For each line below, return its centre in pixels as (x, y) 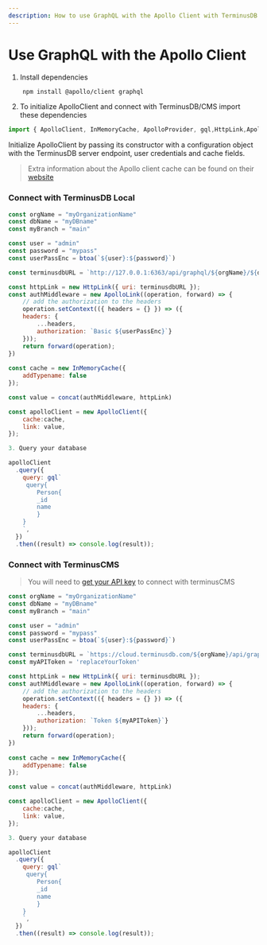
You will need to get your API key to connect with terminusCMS (131, 582)
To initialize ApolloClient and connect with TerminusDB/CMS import (130, 107)
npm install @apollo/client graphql (83, 91)
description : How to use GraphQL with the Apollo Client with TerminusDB (133, 16)
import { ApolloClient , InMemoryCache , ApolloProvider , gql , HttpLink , (128, 130)
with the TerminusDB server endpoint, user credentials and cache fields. (127, 154)
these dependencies (53, 115)
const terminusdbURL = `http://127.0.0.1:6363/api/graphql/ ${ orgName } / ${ (133, 272)
